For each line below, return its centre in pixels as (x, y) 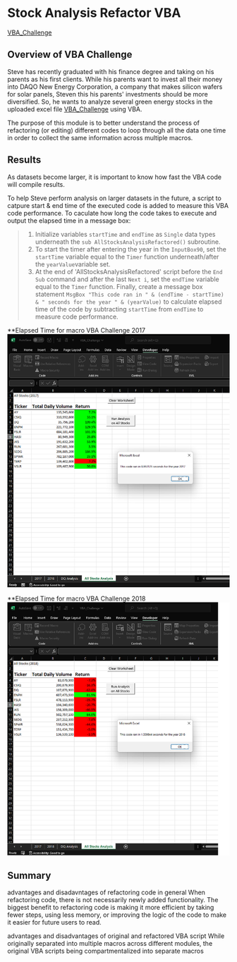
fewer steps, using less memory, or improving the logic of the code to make (117, 915)
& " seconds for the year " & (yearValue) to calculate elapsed (128, 302)
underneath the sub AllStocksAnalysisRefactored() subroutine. (128, 242)
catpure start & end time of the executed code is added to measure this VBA (118, 205)
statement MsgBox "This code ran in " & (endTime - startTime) (129, 294)
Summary (29, 875)
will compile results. (36, 184)
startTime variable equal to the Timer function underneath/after (127, 257)
